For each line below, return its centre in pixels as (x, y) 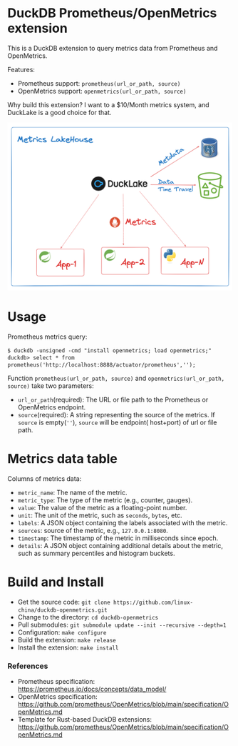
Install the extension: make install (68, 647)
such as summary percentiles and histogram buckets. (96, 553)
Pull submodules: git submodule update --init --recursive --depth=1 (122, 625)
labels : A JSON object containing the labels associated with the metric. (123, 522)
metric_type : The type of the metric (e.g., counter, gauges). (105, 500)
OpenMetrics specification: (57, 697)
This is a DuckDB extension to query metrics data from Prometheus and (113, 48)
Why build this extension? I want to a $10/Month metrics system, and (108, 104)
